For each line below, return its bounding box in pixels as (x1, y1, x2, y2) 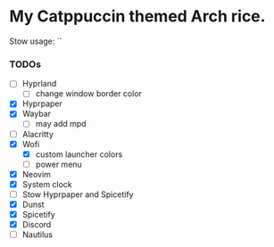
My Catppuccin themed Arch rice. (9, 6, 266, 27)
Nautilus (21, 229, 54, 240)
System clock (21, 178, 73, 189)
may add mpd (35, 119, 87, 129)
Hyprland (21, 78, 57, 89)
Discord (21, 219, 52, 230)
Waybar (21, 109, 52, 119)
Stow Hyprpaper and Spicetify (21, 189, 134, 200)
